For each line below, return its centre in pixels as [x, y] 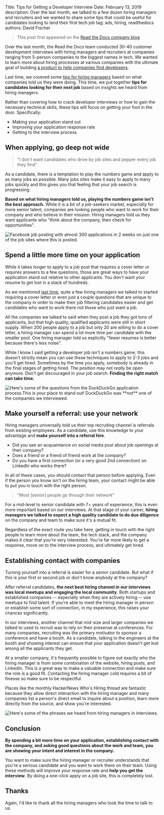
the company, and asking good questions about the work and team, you [79, 746]
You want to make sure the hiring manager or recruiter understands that [77, 760]
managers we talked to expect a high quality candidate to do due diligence [82, 515]
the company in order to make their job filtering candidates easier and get [79, 302]
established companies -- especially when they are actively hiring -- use [78, 598]
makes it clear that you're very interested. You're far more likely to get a [77, 540]
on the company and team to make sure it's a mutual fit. [61, 520]
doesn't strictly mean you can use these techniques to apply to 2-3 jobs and [82, 357]
